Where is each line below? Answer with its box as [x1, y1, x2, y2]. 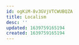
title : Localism [6, 14, 46, 20]
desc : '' [6, 19, 28, 25]
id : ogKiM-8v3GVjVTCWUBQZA [6, 8, 73, 15]
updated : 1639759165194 [6, 25, 65, 31]
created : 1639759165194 [6, 30, 65, 36]
